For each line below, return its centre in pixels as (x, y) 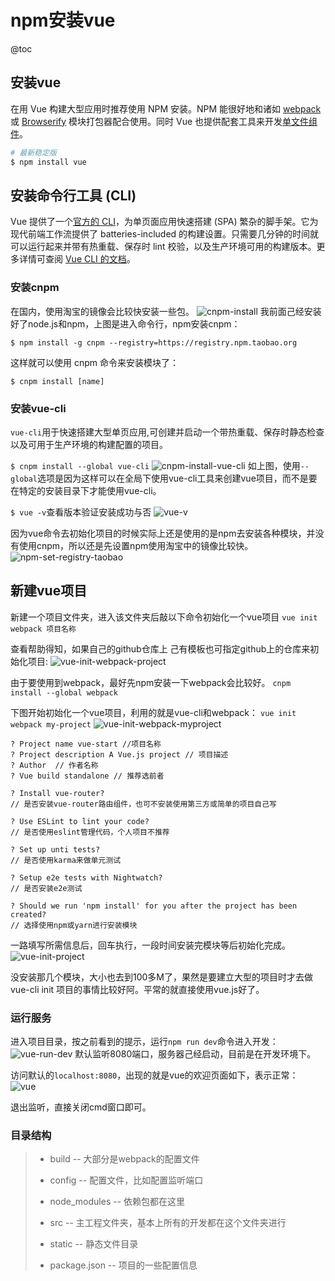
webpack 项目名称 (43, 629)
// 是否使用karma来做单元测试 (66, 860)
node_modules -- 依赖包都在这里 (117, 1202)
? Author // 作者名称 (54, 765)
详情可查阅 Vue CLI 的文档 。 (77, 259)
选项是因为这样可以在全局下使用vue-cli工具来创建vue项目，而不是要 (177, 478)
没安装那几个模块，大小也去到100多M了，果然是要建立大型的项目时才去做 (162, 977)
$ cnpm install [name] (57, 381)
